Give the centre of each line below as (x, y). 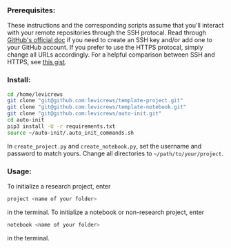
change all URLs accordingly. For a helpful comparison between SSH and (111, 55)
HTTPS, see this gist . (37, 62)
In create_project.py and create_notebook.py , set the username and (104, 146)
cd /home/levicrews (35, 94)
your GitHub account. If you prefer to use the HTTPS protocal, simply (105, 48)
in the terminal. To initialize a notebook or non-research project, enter (106, 212)
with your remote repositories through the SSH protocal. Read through (107, 32)
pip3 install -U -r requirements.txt (61, 126)
